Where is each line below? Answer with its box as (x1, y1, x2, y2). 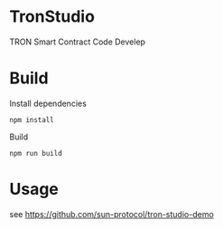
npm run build (9, 148, 63, 157)
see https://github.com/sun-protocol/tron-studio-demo (9, 208, 214, 219)
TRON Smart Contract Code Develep (9, 36, 146, 47)
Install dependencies (9, 98, 88, 109)
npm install (9, 115, 54, 124)
